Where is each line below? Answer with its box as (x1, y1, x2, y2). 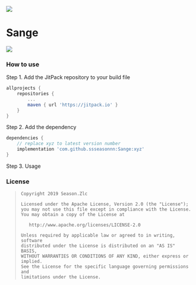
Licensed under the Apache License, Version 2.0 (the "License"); (20, 201, 189, 208)
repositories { (17, 91, 55, 97)
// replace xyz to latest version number (17, 140, 121, 147)
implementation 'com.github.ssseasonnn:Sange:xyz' (17, 146, 145, 152)
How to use (6, 60, 40, 68)
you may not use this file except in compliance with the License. (20, 206, 191, 212)
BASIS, (20, 248, 37, 254)
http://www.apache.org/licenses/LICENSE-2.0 (29, 222, 141, 228)
